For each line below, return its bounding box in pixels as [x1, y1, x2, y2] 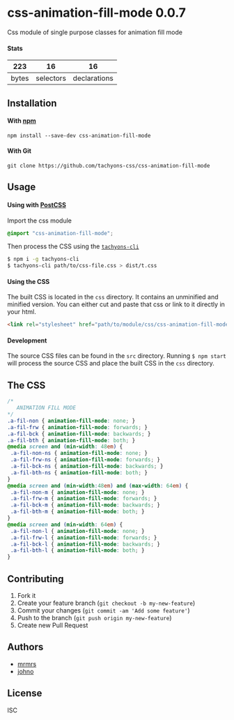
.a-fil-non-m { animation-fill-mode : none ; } [10, 488, 145, 496]
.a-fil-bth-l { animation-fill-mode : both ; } [10, 547, 145, 554]
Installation [7, 97, 57, 109]
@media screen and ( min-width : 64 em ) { [7, 521, 123, 528]
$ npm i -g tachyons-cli [7, 256, 79, 263]
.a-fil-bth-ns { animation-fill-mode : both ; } [10, 469, 148, 476]
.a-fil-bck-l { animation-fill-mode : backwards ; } [10, 541, 160, 548]
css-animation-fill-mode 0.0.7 [7, 5, 187, 21]
